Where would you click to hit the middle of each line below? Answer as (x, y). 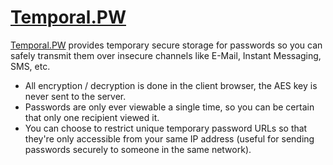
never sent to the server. (75, 96)
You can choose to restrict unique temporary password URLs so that (166, 128)
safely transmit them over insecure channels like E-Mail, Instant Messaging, (166, 55)
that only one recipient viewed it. (92, 117)
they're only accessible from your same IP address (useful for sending (169, 138)
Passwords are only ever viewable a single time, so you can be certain (169, 107)
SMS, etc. (30, 66)
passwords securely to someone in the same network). (138, 149)
